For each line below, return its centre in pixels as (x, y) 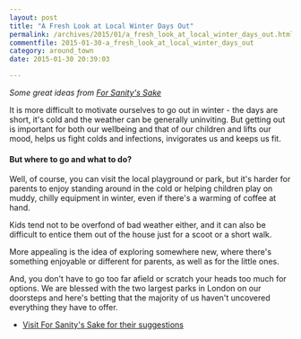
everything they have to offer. (64, 308)
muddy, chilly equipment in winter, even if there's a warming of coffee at (143, 198)
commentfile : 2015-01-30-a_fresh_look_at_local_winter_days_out (132, 43)
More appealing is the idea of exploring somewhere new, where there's (140, 252)
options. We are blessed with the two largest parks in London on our (135, 289)
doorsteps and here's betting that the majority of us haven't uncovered (140, 298)
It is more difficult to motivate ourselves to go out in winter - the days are (144, 110)
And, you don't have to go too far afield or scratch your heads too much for (148, 279)
